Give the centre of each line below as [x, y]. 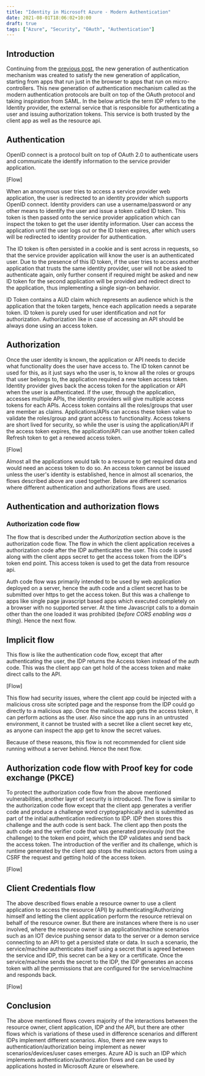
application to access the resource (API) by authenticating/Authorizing [95, 910]
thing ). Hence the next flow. [41, 621]
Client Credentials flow [51, 888]
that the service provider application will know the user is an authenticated [100, 255]
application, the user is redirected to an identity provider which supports [97, 198]
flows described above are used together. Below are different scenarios [97, 480]
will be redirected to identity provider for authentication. [76, 237]
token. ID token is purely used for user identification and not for [86, 312]
